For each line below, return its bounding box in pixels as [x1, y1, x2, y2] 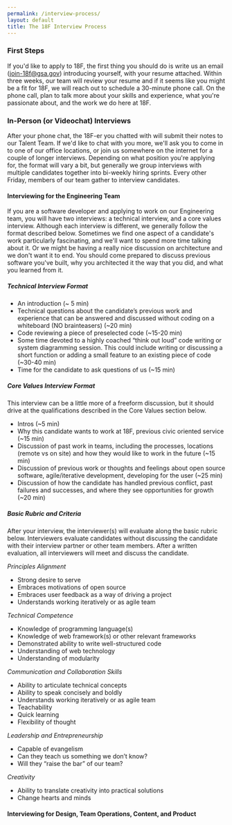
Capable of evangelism [17, 745, 84, 753]
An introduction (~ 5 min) [17, 299, 89, 308]
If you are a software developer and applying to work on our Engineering [7, 207, 215, 216]
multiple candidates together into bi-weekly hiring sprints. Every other [7, 168, 207, 177]
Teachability [17, 703, 53, 711]
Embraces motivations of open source [17, 583, 127, 591]
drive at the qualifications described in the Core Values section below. [7, 406, 206, 415]
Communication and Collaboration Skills [7, 668, 123, 676]
